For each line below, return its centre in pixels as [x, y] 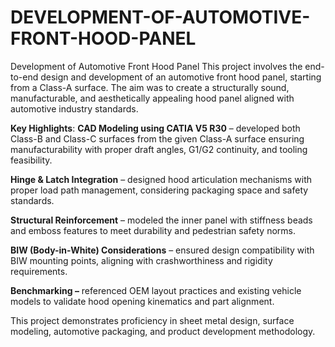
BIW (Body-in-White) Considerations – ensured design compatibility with [162, 250]
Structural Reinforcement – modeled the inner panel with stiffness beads [161, 220]
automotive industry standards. [74, 108]
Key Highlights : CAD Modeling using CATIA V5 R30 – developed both [155, 128]
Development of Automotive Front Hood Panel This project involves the [156, 66]
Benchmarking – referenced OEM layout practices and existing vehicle [156, 290]
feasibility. [31, 160]
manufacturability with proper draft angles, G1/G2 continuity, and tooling [159, 149]
